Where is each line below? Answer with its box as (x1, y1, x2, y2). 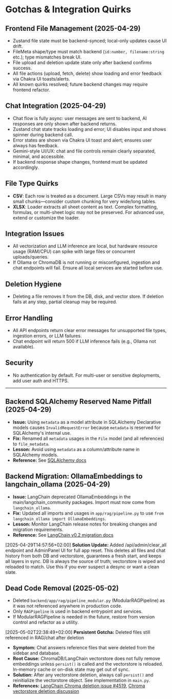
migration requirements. (12, 526, 63, 532)
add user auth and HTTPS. (12, 377, 69, 383)
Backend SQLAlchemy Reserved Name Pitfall (5, 397, 152, 406)
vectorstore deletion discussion (12, 688, 79, 694)
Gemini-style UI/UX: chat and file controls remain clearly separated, (12, 148, 156, 154)
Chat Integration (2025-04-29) (5, 102, 106, 110)
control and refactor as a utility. (12, 619, 79, 626)
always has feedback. (12, 142, 59, 148)
